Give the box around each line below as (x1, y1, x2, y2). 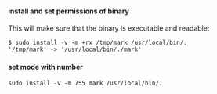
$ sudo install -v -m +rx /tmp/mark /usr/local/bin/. (8, 39, 188, 47)
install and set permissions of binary (8, 6, 129, 16)
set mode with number (8, 62, 84, 71)
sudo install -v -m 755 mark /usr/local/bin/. (8, 79, 163, 88)
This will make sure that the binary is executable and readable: (8, 23, 210, 33)
